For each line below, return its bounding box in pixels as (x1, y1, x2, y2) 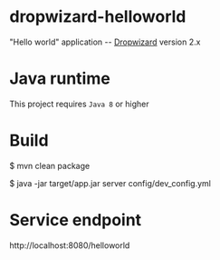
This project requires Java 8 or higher (9, 98, 149, 109)
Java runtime (9, 68, 110, 89)
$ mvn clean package (9, 160, 91, 171)
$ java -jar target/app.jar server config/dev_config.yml (9, 177, 211, 188)
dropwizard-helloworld (9, 6, 187, 27)
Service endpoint (9, 210, 142, 230)
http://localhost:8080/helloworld (9, 239, 130, 251)
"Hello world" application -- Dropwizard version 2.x (9, 36, 201, 47)
